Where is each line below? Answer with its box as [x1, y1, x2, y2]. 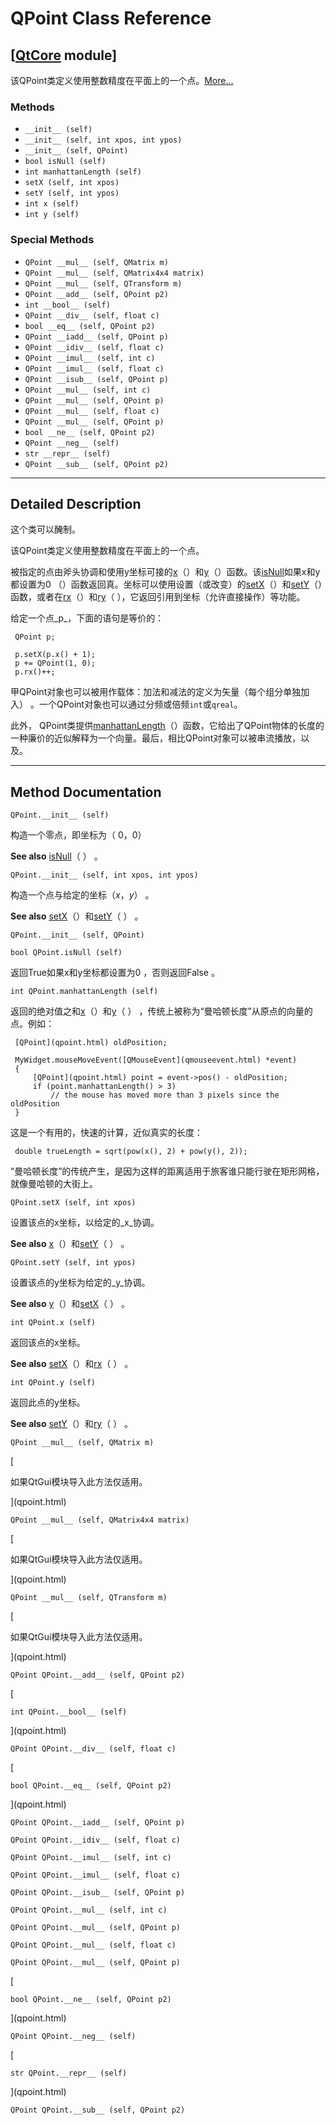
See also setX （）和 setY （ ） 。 [10, 910, 144, 922]
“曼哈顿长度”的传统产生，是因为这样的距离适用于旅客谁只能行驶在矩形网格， [10, 1165, 325, 1177]
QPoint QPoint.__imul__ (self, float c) [10, 1870, 182, 1881]
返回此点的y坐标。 [10, 1397, 86, 1409]
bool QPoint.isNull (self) [10, 948, 123, 958]
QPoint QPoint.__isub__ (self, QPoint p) [10, 1888, 186, 1898]
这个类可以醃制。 [10, 523, 81, 536]
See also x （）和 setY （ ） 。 [10, 1238, 130, 1250]
